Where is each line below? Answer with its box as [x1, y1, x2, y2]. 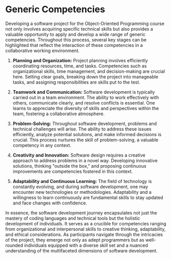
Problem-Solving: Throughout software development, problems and [12, 120, 157, 126]
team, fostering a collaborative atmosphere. [12, 111, 105, 117]
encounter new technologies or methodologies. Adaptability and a [12, 189, 152, 195]
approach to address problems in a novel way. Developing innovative [12, 157, 158, 164]
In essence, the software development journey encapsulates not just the [5, 210, 157, 216]
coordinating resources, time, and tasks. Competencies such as [12, 63, 147, 69]
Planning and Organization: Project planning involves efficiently [12, 57, 148, 63]
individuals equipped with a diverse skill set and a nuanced [24, 242, 148, 248]
